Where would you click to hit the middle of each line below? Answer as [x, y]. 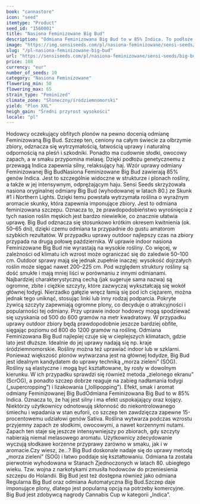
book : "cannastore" [30, 12]
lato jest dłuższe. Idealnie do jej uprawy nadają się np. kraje [79, 343]
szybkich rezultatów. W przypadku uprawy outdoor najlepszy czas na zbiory [100, 235]
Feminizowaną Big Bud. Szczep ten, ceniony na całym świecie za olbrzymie [99, 140]
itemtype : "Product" [32, 23]
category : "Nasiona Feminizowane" [49, 78]
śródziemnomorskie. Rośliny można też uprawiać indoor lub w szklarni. [93, 349]
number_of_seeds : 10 [32, 73]
